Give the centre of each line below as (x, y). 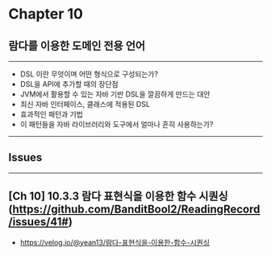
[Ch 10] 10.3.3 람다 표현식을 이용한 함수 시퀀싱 (118, 197)
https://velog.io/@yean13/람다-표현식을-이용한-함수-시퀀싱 (115, 242)
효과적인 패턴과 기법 (51, 114)
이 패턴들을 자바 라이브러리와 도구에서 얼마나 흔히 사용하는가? (117, 124)
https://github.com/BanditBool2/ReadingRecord (136, 210)
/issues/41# (38, 222)
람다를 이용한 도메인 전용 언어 (77, 45)
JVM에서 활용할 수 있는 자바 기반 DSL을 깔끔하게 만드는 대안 (115, 94)
